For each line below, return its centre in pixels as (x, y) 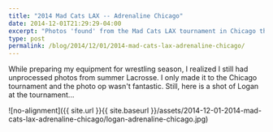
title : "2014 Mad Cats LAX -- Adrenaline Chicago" (96, 16)
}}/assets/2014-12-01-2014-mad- (206, 111)
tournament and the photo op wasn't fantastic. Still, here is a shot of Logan (134, 87)
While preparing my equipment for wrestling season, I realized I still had (128, 69)
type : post (27, 38)
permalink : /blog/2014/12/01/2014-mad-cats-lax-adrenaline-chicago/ (127, 46)
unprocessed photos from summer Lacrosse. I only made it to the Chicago (133, 78)
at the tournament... (41, 95)
